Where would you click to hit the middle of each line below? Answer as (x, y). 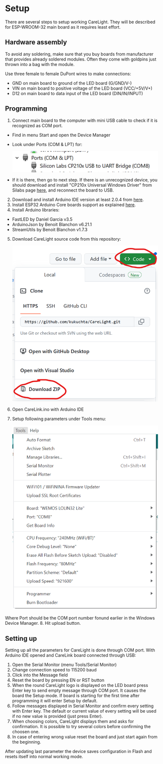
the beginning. (26, 742)
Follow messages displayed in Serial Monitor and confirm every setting (83, 706)
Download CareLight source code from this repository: (66, 239)
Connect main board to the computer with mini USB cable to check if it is (85, 120)
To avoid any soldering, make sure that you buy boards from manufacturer (79, 54)
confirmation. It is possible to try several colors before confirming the (81, 727)
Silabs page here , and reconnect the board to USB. (63, 190)
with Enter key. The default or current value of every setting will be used (84, 711)
